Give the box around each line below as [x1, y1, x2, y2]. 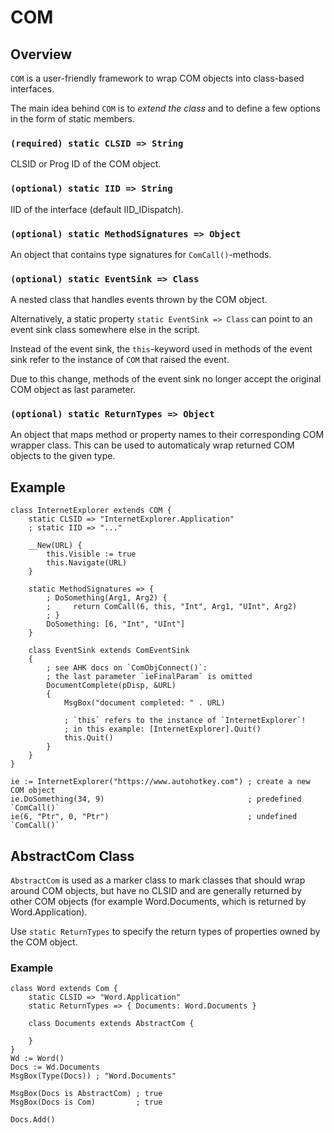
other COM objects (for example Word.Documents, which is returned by [10, 896, 307, 908]
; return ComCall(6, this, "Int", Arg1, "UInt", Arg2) [46, 602, 298, 612]
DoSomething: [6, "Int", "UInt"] [46, 619, 186, 630]
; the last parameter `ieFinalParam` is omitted [46, 672, 253, 682]
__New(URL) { [28, 541, 83, 551]
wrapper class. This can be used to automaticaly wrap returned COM [10, 439, 295, 451]
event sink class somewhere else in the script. [10, 324, 201, 336]
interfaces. [10, 83, 55, 95]
